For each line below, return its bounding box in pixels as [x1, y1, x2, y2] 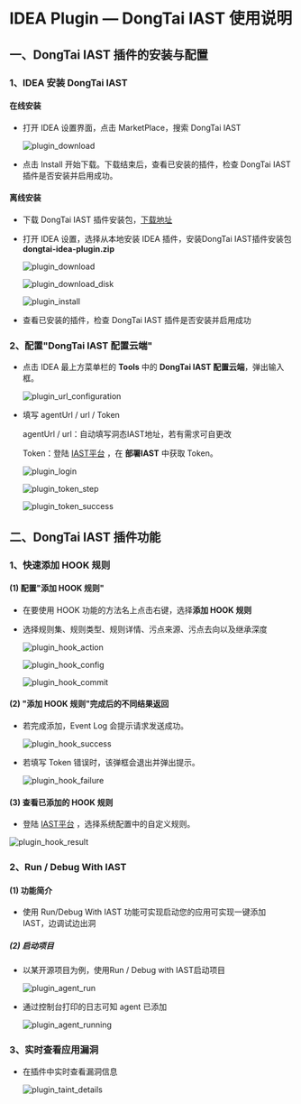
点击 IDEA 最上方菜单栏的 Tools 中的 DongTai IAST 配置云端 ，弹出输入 [22, 362, 285, 373]
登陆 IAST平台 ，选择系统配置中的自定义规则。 [22, 819, 196, 830]
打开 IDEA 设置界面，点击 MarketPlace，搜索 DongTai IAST [22, 122, 242, 133]
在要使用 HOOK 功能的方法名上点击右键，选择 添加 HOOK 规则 [22, 604, 252, 615]
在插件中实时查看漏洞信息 [22, 1066, 118, 1077]
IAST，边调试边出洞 [22, 918, 96, 929]
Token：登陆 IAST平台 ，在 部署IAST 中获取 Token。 [22, 448, 218, 459]
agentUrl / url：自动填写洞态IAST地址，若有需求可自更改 [22, 429, 233, 440]
